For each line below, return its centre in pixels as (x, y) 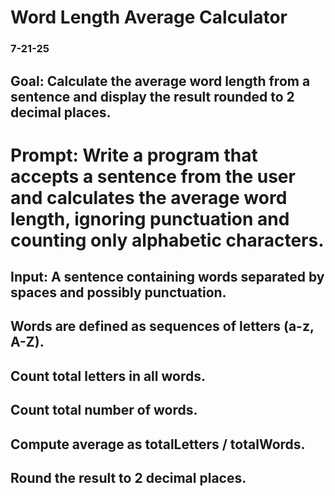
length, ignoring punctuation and (150, 218)
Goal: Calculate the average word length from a (160, 81)
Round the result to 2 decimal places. (128, 478)
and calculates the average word (149, 197)
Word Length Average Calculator (149, 17)
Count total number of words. (104, 410)
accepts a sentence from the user (153, 176)
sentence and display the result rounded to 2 (152, 96)
